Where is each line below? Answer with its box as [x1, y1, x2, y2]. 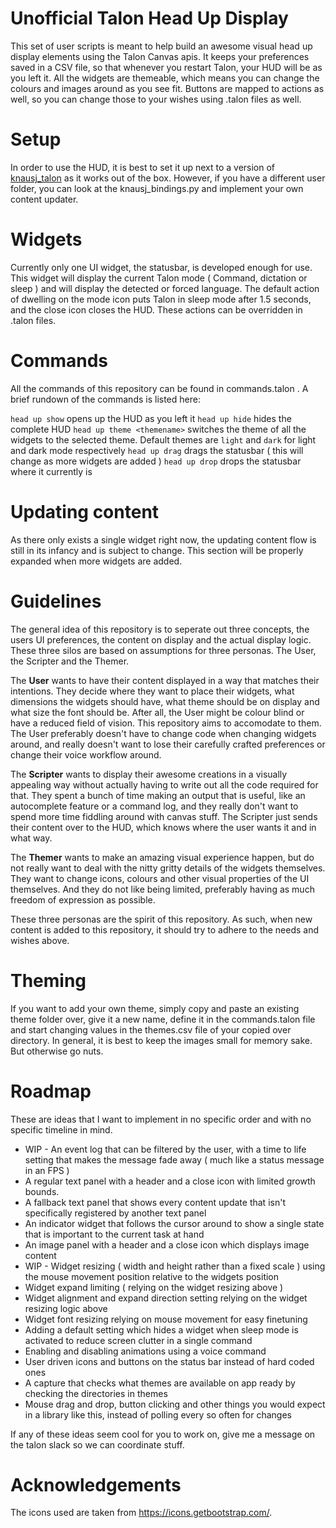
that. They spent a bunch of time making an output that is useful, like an [10, 789, 306, 801]
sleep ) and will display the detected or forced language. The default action [10, 282, 320, 294]
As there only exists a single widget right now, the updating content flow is [10, 533, 317, 546]
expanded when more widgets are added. [10, 555, 183, 567]
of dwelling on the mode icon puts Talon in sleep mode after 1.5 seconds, [10, 293, 312, 305]
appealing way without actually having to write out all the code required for [10, 778, 319, 791]
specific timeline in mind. [10, 1123, 113, 1136]
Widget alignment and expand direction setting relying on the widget [24, 1292, 308, 1304]
